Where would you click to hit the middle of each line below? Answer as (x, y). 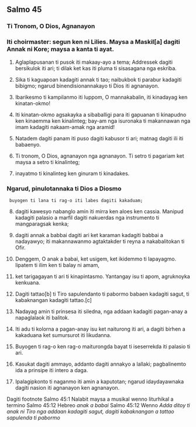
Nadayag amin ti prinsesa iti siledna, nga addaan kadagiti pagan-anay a (101, 311)
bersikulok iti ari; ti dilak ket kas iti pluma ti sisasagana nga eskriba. (96, 68)
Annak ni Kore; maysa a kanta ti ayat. (61, 49)
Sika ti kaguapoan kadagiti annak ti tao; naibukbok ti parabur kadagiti (98, 79)
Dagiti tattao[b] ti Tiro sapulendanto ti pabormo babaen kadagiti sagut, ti (102, 294)
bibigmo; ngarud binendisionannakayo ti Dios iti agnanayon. (87, 86)
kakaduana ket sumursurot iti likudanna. (63, 335)
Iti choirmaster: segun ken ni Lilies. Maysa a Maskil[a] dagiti (93, 42)
